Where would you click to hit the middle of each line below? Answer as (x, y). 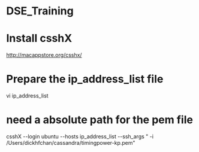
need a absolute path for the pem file (100, 120)
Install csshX (39, 39)
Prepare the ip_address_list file (85, 79)
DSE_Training (40, 11)
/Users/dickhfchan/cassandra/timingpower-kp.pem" (71, 143)
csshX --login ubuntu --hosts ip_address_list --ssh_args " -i (80, 136)
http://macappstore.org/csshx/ (44, 55)
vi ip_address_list (28, 96)
